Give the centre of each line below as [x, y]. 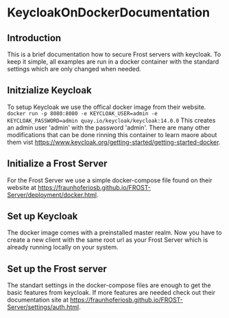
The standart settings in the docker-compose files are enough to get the [109, 285]
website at [22, 187]
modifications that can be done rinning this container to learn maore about [112, 134]
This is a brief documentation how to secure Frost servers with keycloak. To [114, 54]
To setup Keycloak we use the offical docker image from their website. [107, 107]
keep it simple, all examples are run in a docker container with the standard [113, 62]
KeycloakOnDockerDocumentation [109, 13]
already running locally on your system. [63, 247]
